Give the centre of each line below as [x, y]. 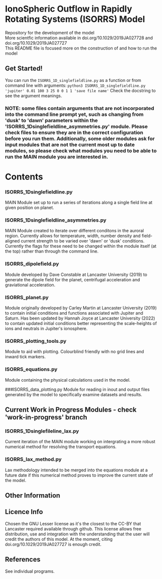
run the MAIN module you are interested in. [57, 157]
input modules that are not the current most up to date [70, 145]
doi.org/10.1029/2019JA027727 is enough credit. [53, 544]
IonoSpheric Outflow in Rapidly [69, 9]
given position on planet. [29, 208]
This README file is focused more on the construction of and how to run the [81, 48]
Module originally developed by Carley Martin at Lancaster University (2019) [81, 308]
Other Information [33, 496]
